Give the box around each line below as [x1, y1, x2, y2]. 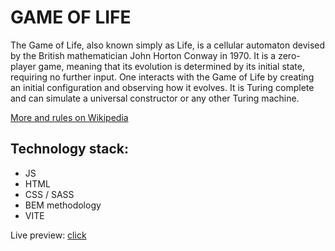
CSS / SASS [24, 188, 75, 200]
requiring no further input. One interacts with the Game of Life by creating [10, 71, 315, 83]
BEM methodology [24, 199, 102, 211]
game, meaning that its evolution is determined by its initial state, [38, 60, 305, 72]
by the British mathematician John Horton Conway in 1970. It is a [10, 49, 277, 61]
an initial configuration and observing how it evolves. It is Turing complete [10, 81, 315, 93]
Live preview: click [10, 229, 87, 241]
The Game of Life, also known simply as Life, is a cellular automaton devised [10, 39, 326, 51]
